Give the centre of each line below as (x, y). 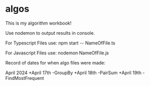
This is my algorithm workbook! (38, 23)
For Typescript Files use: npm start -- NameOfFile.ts (60, 43)
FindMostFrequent (25, 78)
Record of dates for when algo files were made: (56, 62)
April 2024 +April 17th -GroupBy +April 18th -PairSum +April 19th (73, 73)
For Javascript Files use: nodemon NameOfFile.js (57, 53)
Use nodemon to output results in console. (50, 33)
